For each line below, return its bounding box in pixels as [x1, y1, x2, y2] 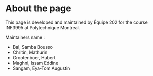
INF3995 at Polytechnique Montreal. [5, 24, 80, 30]
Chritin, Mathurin [12, 49, 48, 55]
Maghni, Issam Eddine [12, 60, 59, 66]
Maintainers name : [5, 34, 45, 40]
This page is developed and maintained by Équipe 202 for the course [5, 19, 148, 25]
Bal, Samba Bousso [12, 44, 53, 50]
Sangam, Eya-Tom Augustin [12, 65, 70, 71]
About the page [5, 3, 71, 14]
